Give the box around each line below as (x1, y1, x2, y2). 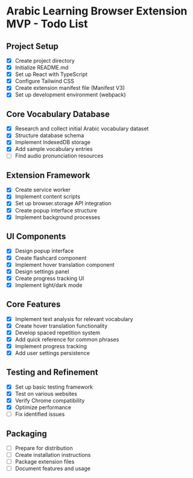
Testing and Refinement (6, 367, 98, 378)
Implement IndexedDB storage (14, 139, 90, 146)
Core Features (6, 299, 61, 310)
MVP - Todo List (6, 17, 88, 31)
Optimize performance (14, 404, 71, 411)
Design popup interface (14, 247, 74, 255)
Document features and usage (14, 465, 91, 472)
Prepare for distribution (14, 444, 74, 451)
